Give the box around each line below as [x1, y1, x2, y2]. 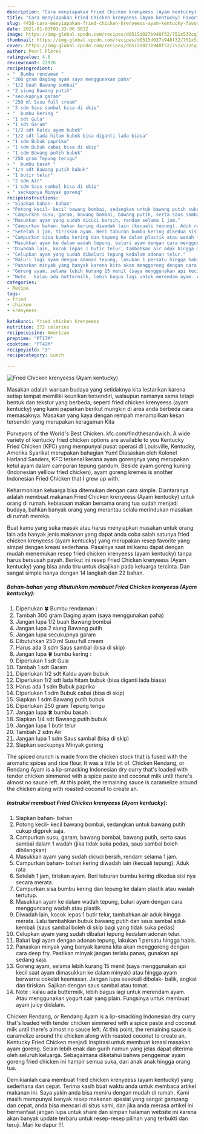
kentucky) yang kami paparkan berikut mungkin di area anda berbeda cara [7, 405, 193, 413]
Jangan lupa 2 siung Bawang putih [15, 625, 102, 632]
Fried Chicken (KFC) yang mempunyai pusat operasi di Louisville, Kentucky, [7, 443, 196, 450]
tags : [7, 290, 21, 297]
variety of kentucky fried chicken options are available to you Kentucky [7, 436, 184, 444]
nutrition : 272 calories [7, 324, 70, 330]
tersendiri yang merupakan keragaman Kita [7, 418, 115, 425]
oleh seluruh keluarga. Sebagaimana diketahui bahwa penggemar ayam [7, 1052, 185, 1059]
